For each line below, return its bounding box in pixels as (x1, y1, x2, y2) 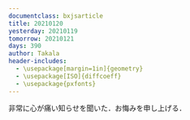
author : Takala (8, 49, 60, 58)
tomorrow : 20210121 (8, 34, 75, 43)
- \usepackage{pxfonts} (15, 79, 96, 88)
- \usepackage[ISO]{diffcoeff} (15, 72, 122, 80)
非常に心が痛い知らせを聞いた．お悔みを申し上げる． (8, 103, 187, 113)
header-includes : (8, 58, 67, 66)
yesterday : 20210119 (8, 27, 79, 35)
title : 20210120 (8, 19, 63, 28)
